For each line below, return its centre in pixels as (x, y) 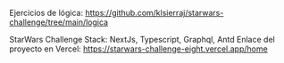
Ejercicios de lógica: (46, 13)
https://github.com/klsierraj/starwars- (154, 13)
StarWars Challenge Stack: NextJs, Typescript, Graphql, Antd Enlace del (142, 39)
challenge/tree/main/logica (59, 22)
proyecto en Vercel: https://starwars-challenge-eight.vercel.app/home (138, 49)
